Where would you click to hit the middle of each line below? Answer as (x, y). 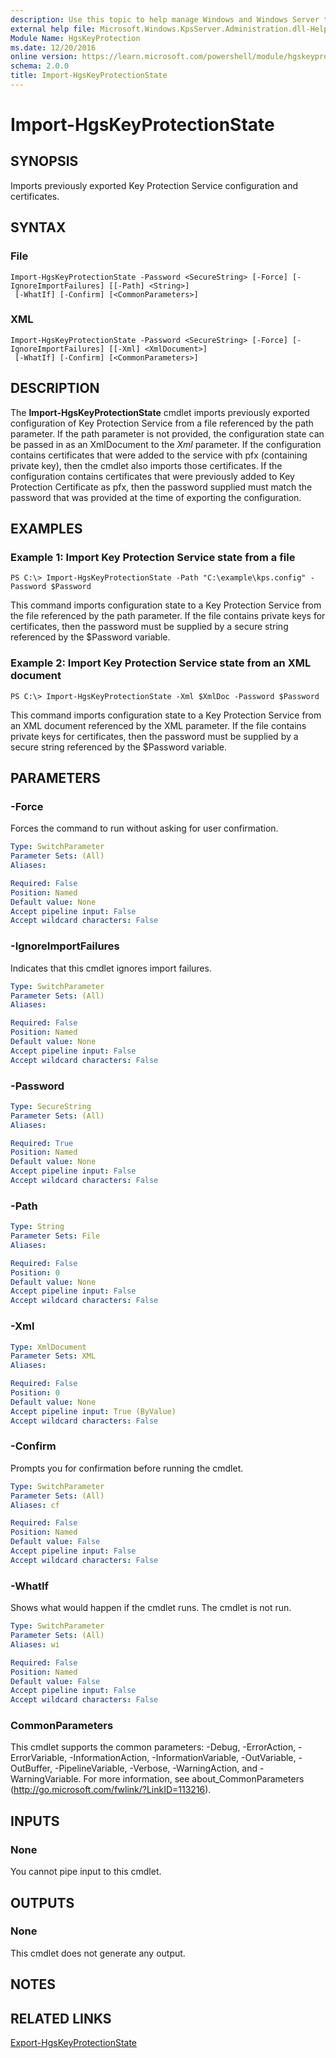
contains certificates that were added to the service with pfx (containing (159, 455)
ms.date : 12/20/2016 (53, 47)
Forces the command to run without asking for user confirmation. (144, 828)
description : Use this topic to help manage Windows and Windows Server (165, 19)
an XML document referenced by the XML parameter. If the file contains (158, 725)
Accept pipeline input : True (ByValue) (93, 1411)
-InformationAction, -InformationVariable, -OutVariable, (183, 1758)
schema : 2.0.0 (40, 66)
